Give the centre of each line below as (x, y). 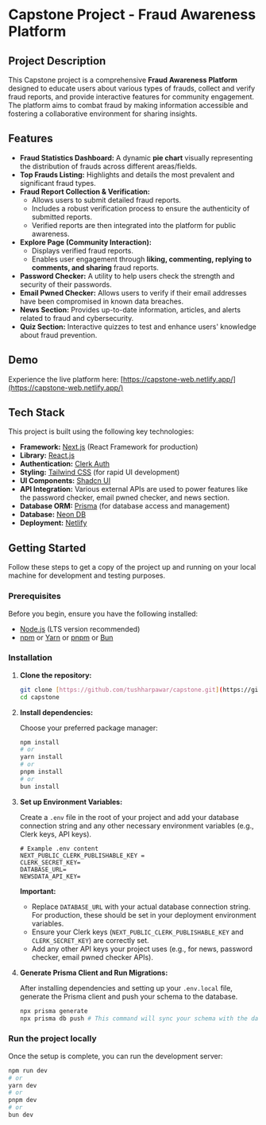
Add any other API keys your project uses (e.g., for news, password (142, 949)
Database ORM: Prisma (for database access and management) (125, 506)
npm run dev (28, 1070)
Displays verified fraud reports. (82, 250)
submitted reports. (62, 217)
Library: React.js (47, 455)
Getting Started (47, 548)
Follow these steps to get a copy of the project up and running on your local (132, 567)
